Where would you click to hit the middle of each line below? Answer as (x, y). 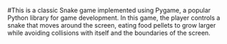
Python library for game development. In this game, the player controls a (114, 18)
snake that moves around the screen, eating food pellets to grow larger (112, 25)
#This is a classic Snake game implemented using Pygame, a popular (109, 10)
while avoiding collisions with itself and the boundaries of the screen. (109, 33)
